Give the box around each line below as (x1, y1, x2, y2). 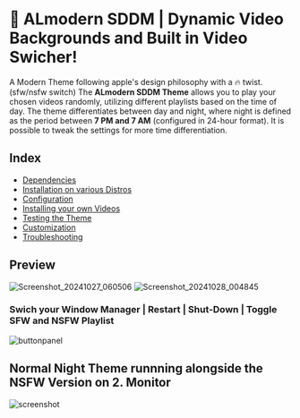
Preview (9, 258, 56, 273)
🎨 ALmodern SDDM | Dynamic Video (9, 9, 284, 30)
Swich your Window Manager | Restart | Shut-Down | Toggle (9, 303, 278, 316)
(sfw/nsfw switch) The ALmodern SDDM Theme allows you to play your (9, 86, 276, 98)
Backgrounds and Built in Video (9, 28, 248, 48)
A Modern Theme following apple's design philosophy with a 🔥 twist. (9, 76, 263, 87)
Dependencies (21, 175, 77, 185)
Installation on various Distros (21, 183, 133, 194)
